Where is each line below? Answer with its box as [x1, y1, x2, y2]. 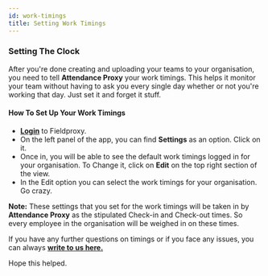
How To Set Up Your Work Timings [8, 108, 126, 117]
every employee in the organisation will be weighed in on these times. [8, 219, 240, 228]
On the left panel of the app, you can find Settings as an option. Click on [19, 134, 261, 144]
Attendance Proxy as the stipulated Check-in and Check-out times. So [8, 210, 243, 220]
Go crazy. [19, 186, 52, 196]
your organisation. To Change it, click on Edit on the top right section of [19, 160, 258, 170]
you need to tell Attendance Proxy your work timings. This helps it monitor [8, 72, 256, 82]
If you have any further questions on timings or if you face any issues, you [8, 234, 254, 244]
